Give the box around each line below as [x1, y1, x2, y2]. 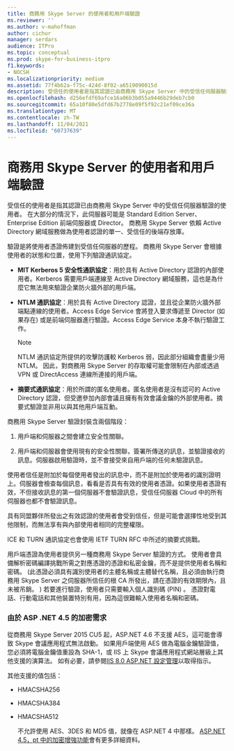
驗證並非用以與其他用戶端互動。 [29, 402, 122, 411]
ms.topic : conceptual [7, 50, 70, 57]
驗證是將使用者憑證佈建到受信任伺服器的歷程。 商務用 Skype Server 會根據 [7, 242, 222, 251]
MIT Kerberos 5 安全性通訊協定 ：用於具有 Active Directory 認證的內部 [17, 266, 218, 275]
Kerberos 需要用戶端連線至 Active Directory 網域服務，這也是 [36, 275, 211, 283]
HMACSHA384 [17, 699, 61, 707]
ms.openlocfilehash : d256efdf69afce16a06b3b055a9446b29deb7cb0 [7, 95, 195, 102]
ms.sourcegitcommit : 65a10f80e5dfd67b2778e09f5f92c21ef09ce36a [7, 101, 195, 108]
